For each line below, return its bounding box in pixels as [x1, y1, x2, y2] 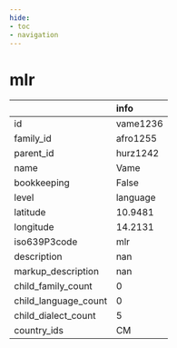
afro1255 [115, 133, 157, 145]
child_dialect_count [14, 310, 96, 323]
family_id [14, 133, 52, 145]
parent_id [14, 147, 54, 160]
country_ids [14, 324, 64, 337]
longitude [14, 221, 54, 234]
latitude [14, 206, 46, 219]
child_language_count [14, 294, 107, 307]
